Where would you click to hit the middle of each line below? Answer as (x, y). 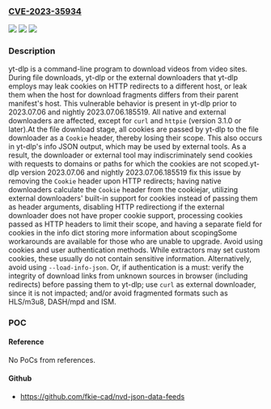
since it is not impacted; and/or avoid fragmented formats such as (118, 293)
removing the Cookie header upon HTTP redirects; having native (115, 181)
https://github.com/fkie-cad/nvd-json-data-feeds (102, 396)
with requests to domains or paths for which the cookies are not (115, 163)
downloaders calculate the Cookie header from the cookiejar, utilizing (123, 189)
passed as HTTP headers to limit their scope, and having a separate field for (135, 224)
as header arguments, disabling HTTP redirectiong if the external (116, 207)
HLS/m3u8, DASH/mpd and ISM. (62, 301)
